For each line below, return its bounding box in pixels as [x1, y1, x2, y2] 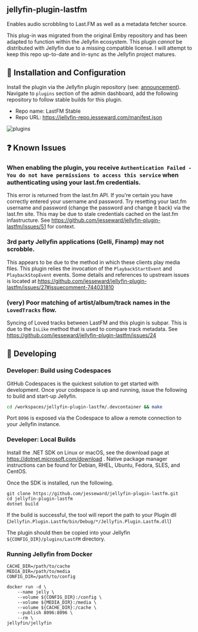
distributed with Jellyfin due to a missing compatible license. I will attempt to [6, 44, 192, 51]
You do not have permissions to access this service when [6, 171, 179, 179]
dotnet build [6, 501, 39, 507]
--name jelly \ [17, 590, 55, 595]
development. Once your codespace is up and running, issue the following [6, 386, 187, 393]
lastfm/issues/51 [6, 223, 47, 230]
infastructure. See [6, 217, 51, 224]
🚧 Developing [6, 349, 57, 359]
